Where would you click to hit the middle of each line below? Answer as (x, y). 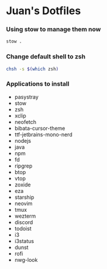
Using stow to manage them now (53, 29)
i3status (24, 241)
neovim (23, 203)
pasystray (27, 97)
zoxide (23, 185)
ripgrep (23, 166)
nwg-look (26, 260)
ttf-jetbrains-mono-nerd (43, 134)
